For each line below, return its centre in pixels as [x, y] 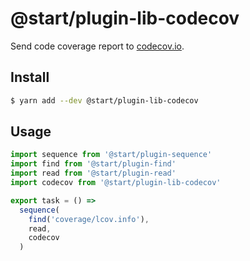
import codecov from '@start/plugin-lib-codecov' [116, 183]
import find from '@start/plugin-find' [93, 164]
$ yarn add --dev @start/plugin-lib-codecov [104, 100]
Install [30, 77]
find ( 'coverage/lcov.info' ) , [89, 219]
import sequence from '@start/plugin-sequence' [111, 155]
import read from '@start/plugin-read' [93, 173]
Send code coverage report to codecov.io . [97, 46]
